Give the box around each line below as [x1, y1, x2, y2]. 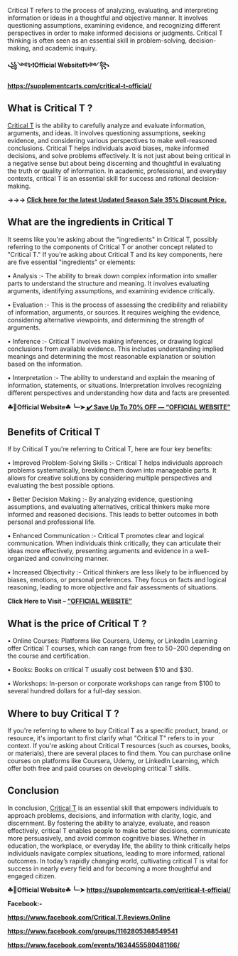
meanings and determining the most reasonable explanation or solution [7, 352, 216, 360]
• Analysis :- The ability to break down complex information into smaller [7, 271, 217, 280]
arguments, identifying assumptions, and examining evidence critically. [7, 286, 215, 295]
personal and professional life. [7, 518, 96, 526]
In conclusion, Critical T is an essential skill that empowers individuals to [7, 804, 219, 812]
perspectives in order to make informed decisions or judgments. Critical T [7, 28, 223, 37]
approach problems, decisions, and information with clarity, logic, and [7, 811, 212, 819]
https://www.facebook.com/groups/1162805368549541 [7, 927, 178, 935]
